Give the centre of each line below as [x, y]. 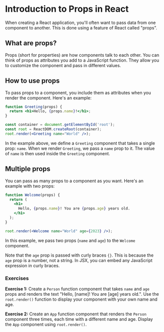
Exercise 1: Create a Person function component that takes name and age [77, 289]
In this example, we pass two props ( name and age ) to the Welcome [70, 240]
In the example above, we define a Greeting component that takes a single [80, 143]
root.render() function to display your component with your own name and [81, 299]
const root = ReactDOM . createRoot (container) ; [53, 129]
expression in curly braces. [32, 265]
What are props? [31, 43]
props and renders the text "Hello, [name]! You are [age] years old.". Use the [82, 294]
